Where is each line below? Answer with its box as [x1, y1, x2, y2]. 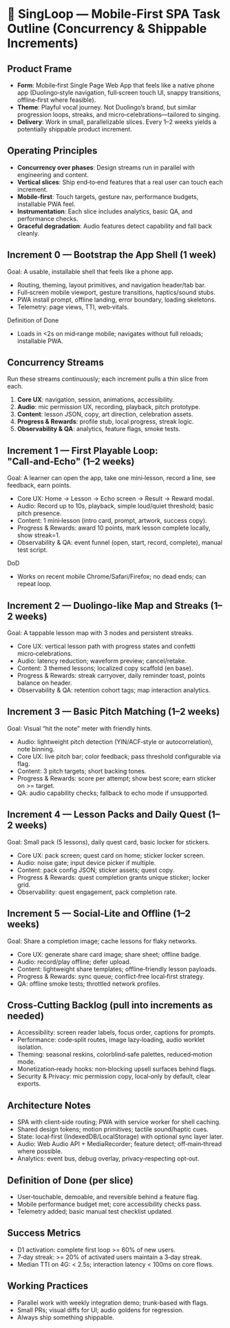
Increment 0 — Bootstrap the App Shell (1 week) [7, 249, 217, 261]
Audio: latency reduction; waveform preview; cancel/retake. [17, 657, 187, 665]
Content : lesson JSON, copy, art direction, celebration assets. [17, 410, 194, 419]
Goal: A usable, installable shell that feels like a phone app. [7, 267, 174, 276]
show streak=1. [17, 531, 61, 539]
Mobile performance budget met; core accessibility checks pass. [17, 1200, 202, 1208]
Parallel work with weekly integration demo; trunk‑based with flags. [17, 1298, 209, 1307]
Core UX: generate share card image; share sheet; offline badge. [17, 950, 201, 958]
